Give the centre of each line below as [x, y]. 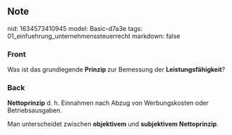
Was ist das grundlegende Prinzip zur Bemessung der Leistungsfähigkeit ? [116, 70]
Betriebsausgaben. [35, 110]
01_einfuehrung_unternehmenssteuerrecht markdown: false [94, 36]
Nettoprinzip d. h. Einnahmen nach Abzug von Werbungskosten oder [108, 103]
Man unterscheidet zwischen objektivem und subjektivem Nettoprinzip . [113, 124]
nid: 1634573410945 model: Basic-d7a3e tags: [75, 28]
